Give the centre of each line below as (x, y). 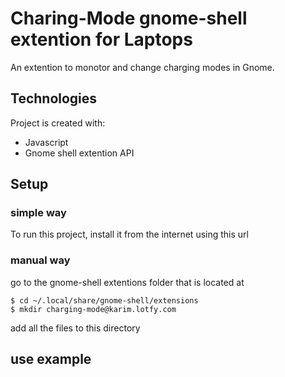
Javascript (46, 142)
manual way (40, 260)
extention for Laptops (101, 39)
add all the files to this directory (75, 328)
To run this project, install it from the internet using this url (129, 234)
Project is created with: (58, 123)
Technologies (54, 98)
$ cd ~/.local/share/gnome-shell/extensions (104, 300)
